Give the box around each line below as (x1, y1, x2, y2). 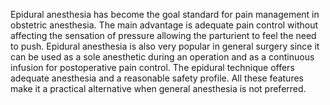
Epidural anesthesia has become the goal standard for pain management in (10, 9, 320, 20)
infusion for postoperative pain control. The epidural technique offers (10, 62, 295, 73)
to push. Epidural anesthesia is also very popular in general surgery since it (10, 40, 320, 52)
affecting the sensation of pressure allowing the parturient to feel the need (10, 30, 317, 41)
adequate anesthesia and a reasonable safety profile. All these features (10, 72, 304, 84)
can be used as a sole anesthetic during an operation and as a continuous (10, 51, 315, 63)
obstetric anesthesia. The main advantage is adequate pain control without (10, 19, 319, 31)
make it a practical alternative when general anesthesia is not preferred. (10, 83, 307, 94)
